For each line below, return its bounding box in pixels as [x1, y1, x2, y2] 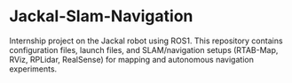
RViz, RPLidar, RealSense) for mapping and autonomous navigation [9, 54, 255, 64]
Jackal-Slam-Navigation [9, 6, 193, 26]
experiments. [9, 64, 58, 74]
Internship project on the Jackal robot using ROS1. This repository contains [9, 35, 283, 46]
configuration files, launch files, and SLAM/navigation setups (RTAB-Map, [9, 44, 279, 55]
